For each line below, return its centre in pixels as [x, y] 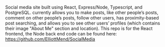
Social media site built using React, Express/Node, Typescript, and [74, 7]
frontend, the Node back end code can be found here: [61, 34]
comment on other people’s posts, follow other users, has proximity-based [82, 18]
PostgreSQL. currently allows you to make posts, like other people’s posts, [82, 12]
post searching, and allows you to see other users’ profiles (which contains [83, 23]
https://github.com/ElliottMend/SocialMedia [50, 39]
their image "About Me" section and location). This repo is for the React [79, 28]
